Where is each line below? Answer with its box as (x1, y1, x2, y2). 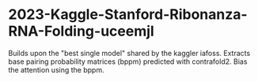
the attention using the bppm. (8, 65, 104, 74)
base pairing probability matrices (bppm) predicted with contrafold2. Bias (8, 57, 248, 66)
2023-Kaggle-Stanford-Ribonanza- (8, 6, 248, 24)
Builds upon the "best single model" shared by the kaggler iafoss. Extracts (8, 48, 251, 58)
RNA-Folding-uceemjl (8, 22, 154, 40)
